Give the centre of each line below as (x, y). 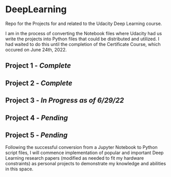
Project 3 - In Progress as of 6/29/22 (65, 100)
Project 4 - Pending (36, 118)
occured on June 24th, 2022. (36, 49)
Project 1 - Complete (38, 66)
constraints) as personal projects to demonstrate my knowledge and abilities (86, 164)
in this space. (19, 169)
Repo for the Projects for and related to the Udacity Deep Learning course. (84, 23)
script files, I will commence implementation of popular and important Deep (84, 153)
